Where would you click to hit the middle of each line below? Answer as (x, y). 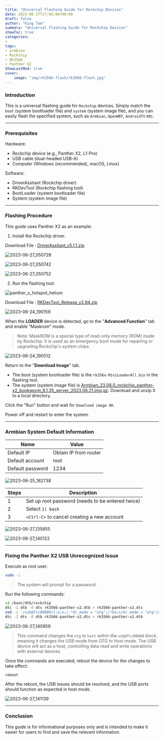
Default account (26, 461)
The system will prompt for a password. (57, 585)
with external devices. (39, 651)
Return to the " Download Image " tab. (43, 365)
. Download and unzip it (132, 390)
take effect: (17, 666)
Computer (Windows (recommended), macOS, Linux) (66, 164)
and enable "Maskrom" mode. (35, 326)
